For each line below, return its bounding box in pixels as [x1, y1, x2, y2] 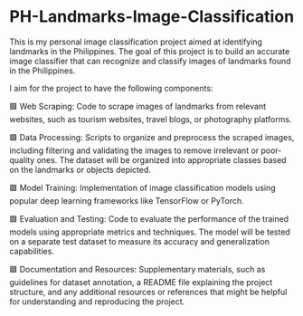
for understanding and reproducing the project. [9, 296, 185, 307]
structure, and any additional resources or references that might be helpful [9, 286, 288, 297]
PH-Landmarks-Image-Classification [9, 6, 295, 27]
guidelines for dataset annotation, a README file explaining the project [9, 276, 273, 287]
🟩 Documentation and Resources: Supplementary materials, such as [9, 263, 266, 274]
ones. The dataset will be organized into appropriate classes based [36, 154, 287, 165]
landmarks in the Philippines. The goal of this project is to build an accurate [9, 45, 290, 56]
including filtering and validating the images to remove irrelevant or [9, 145, 260, 156]
